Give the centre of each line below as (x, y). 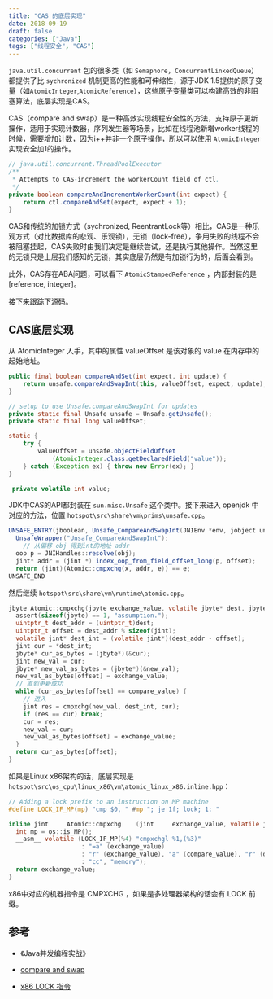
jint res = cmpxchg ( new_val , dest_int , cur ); (102, 706)
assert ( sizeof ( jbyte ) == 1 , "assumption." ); (92, 616)
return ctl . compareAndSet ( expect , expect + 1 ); (105, 202)
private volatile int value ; (61, 489)
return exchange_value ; (56, 869)
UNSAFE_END (27, 576)
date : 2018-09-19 (38, 24)
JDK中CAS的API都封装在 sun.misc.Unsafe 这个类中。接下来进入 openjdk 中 (134, 505)
